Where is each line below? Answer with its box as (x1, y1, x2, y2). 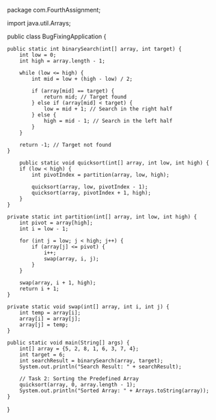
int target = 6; (19, 351, 66, 358)
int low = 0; (19, 51, 57, 58)
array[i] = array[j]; (19, 315, 81, 322)
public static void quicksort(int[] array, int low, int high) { (19, 160, 210, 166)
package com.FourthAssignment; (7, 6, 101, 14)
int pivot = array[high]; (19, 219, 94, 226)
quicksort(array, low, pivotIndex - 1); (31, 184, 148, 190)
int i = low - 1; (19, 225, 69, 232)
